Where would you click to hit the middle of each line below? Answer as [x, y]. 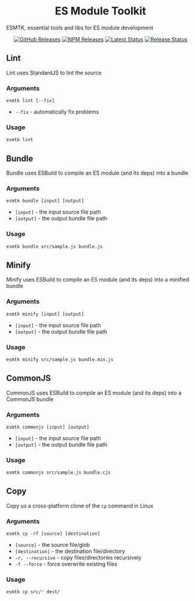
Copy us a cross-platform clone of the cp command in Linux [80, 506]
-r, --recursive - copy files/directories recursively [78, 558]
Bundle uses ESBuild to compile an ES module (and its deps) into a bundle [97, 173]
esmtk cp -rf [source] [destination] [53, 534]
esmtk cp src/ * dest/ [33, 592]
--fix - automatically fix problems [57, 112]
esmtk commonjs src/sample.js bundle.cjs [59, 473]
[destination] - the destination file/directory [70, 551]
